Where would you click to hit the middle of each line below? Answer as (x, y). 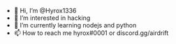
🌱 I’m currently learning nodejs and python (75, 25)
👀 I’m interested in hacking (52, 18)
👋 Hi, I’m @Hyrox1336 (45, 11)
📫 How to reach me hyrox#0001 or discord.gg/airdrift (91, 33)
